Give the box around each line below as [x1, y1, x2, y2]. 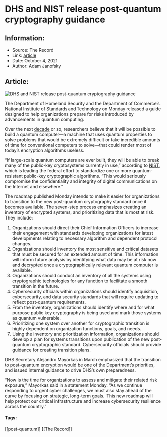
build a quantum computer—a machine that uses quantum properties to [5, 131, 152, 137]
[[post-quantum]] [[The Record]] [5, 426, 72, 432]
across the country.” [5, 403, 47, 409]
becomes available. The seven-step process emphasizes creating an [5, 204, 147, 210]
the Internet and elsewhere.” [5, 183, 64, 189]
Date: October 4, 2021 [12, 58, 58, 63]
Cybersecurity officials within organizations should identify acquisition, [12, 288, 159, 294]
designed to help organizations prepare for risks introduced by [5, 111, 134, 117]
